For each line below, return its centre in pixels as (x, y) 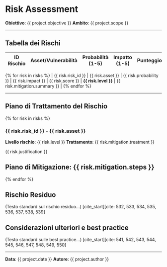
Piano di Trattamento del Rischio (56, 106)
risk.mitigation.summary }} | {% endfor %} (48, 86)
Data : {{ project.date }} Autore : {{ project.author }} (57, 259)
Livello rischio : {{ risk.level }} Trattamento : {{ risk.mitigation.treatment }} (80, 142)
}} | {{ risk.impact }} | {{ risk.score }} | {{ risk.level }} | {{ (63, 81)
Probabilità (95, 57)
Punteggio (150, 60)
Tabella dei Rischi (33, 43)
